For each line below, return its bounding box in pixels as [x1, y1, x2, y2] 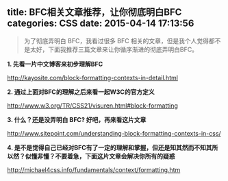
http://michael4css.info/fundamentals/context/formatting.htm [7, 165, 181, 173]
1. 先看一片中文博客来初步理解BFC [7, 60, 103, 68]
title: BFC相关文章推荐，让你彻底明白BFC [7, 6, 182, 19]
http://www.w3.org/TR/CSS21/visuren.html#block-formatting [7, 101, 178, 110]
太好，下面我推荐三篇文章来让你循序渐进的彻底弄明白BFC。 [29, 45, 199, 53]
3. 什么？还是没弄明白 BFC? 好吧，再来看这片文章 [7, 115, 147, 123]
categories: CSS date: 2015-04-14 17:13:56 [7, 18, 194, 29]
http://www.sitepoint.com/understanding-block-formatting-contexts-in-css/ [7, 129, 221, 137]
